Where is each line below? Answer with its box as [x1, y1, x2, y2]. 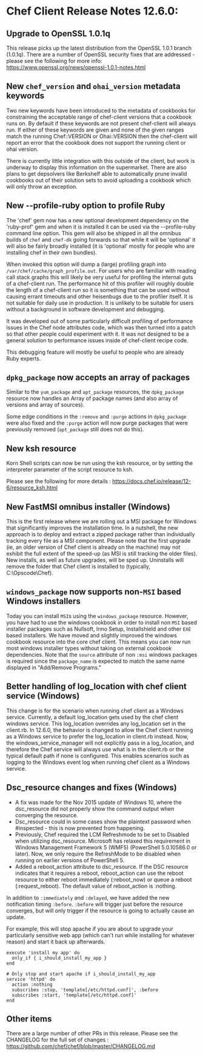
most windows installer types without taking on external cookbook [6, 644, 172, 652]
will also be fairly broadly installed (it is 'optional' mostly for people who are [6, 242, 195, 250]
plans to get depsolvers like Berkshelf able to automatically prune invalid [6, 170, 187, 177]
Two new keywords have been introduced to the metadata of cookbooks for [6, 107, 196, 114]
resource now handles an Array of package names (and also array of [6, 395, 178, 402]
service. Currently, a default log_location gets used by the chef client [6, 713, 179, 720]
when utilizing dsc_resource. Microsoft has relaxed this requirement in [15, 837, 191, 845]
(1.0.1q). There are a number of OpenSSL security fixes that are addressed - [6, 51, 195, 58]
